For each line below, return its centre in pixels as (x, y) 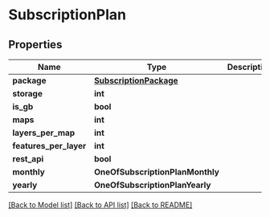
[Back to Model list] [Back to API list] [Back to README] (100, 205)
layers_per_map (44, 133)
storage (27, 94)
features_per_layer (49, 146)
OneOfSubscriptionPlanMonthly (156, 172)
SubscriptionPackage (136, 80)
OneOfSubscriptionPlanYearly (152, 185)
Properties (35, 45)
